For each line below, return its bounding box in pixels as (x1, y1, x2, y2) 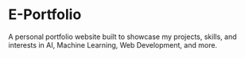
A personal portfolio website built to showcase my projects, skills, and (8, 32, 237, 41)
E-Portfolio (8, 6, 82, 24)
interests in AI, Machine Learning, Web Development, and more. (8, 40, 217, 49)
